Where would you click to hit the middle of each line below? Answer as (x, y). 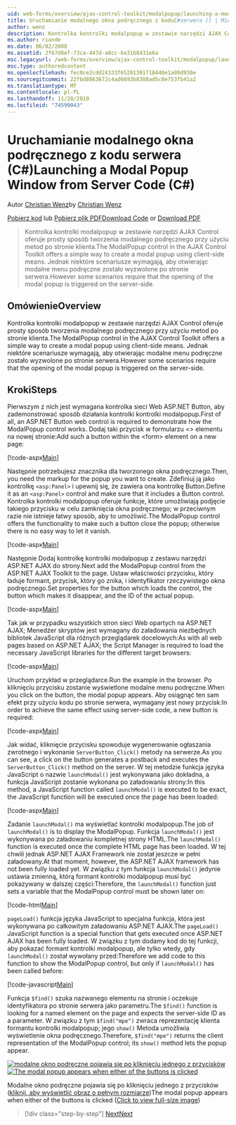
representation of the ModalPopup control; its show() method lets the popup (117, 1043)
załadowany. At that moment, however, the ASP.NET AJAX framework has (113, 861)
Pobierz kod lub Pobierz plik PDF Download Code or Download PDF (104, 218)
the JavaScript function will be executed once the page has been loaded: (113, 797)
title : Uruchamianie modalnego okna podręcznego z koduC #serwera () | (113, 20)
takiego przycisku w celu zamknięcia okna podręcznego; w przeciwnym (112, 509)
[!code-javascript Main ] (40, 984)
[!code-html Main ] (33, 905)
